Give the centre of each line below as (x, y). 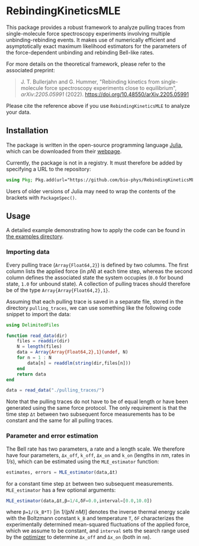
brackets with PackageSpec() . (41, 197)
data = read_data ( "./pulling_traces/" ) (55, 390)
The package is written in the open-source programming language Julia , (94, 145)
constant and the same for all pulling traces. (60, 420)
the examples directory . (35, 237)
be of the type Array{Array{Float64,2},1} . (58, 290)
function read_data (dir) (37, 336)
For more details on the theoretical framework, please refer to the (86, 64)
